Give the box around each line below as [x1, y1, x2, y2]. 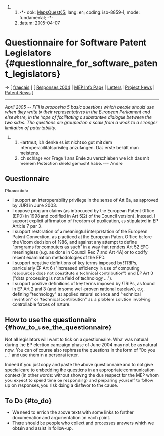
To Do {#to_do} [5, 396, 52, 405]
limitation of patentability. [5, 125, 57, 131]
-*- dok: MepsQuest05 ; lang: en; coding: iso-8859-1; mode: [19, 9, 140, 15]
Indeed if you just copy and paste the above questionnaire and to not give [5, 361, 153, 367]
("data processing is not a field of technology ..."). [12, 275, 113, 281]
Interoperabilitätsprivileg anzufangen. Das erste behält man [19, 144, 139, 150]
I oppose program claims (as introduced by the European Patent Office [12, 207, 155, 213]
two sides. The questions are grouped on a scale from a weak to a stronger [5, 119, 158, 125]
